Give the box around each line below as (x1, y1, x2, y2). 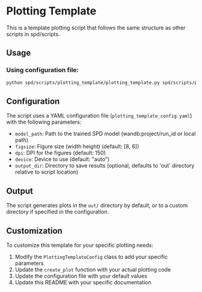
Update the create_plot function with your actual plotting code (14, 266, 171, 273)
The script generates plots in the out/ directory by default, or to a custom (6, 202, 188, 209)
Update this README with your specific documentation (14, 278, 151, 286)
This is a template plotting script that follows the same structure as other (6, 24, 186, 31)
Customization (6, 225, 63, 236)
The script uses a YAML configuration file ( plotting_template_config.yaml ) (6, 112, 192, 120)
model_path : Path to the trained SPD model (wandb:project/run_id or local (14, 130, 196, 138)
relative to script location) (14, 168, 79, 175)
